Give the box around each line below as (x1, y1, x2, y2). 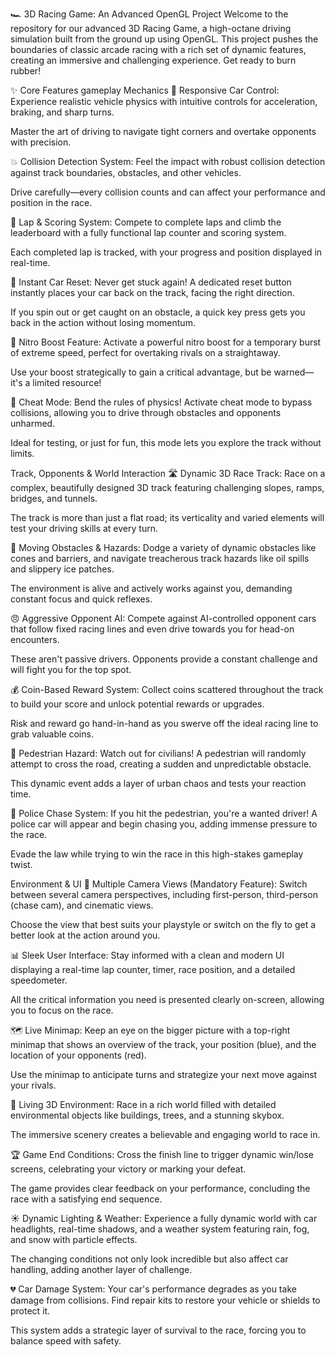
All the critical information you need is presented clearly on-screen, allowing (10, 994, 325, 1005)
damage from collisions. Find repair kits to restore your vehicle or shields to (10, 1294, 321, 1306)
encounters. (10, 634, 60, 645)
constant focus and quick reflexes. (10, 593, 153, 605)
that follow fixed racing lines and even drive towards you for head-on (10, 623, 295, 635)
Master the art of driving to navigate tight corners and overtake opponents (10, 126, 317, 137)
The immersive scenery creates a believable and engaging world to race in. (10, 1129, 321, 1140)
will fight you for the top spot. (10, 664, 132, 675)
